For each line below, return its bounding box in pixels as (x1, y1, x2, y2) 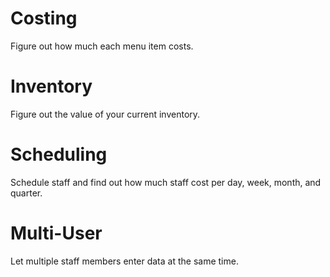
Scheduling (10, 143, 108, 166)
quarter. (10, 187, 43, 199)
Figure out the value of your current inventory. (10, 108, 201, 120)
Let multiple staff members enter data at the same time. (10, 255, 239, 267)
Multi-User (10, 222, 103, 244)
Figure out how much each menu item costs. (10, 40, 194, 52)
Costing (10, 7, 78, 30)
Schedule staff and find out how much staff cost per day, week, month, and (10, 176, 322, 188)
